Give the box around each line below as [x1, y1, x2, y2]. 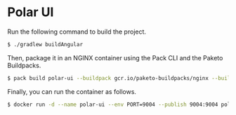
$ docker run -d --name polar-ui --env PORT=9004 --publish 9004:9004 [7, 101, 218, 108]
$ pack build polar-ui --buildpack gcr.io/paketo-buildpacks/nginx [7, 74, 209, 81]
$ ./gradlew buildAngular [7, 41, 83, 48]
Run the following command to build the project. [7, 27, 146, 36]
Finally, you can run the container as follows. [7, 87, 137, 95]
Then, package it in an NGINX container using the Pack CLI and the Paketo [7, 53, 223, 62]
